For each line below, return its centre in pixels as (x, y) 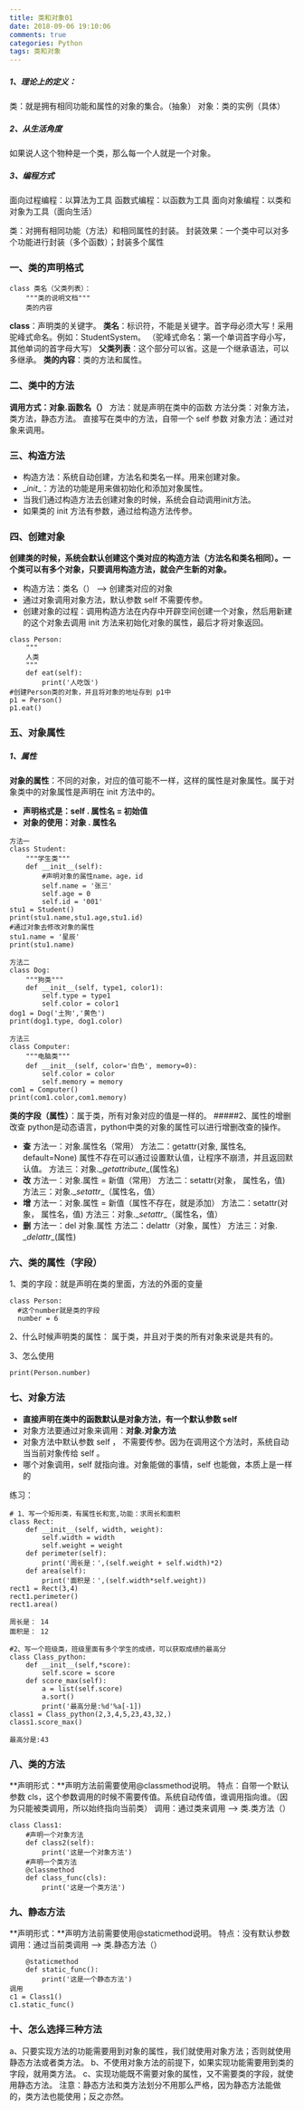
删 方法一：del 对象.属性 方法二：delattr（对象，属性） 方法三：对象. (150, 1226)
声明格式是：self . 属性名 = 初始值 (85, 811)
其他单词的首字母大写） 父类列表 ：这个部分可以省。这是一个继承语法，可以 (149, 349)
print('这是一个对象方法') (87, 1853)
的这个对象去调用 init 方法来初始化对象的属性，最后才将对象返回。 (145, 622)
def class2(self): (60, 1843)
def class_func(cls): (66, 1878)
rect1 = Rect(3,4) (44, 1588)
